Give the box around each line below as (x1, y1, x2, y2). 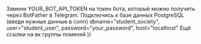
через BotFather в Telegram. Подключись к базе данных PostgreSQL (6, 11, 185, 19)
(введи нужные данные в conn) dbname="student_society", (6, 18, 161, 25)
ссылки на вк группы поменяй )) (6, 31, 91, 38)
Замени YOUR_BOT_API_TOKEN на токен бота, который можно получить (6, 5, 195, 12)
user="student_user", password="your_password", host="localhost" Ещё (6, 24, 191, 31)
